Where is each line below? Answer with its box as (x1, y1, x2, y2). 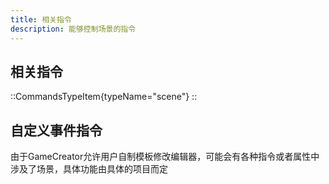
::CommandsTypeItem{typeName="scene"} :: (10, 91, 198, 103)
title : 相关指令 (10, 14, 72, 25)
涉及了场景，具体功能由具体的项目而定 (10, 163, 168, 175)
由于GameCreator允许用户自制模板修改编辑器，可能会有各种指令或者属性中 (10, 151, 320, 163)
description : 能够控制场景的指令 (10, 24, 137, 34)
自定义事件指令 (10, 122, 103, 139)
